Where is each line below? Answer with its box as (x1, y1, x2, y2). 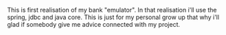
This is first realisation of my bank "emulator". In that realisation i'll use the (7, 6, 217, 14)
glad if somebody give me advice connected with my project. (7, 21, 181, 28)
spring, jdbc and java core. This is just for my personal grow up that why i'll (7, 13, 220, 21)
